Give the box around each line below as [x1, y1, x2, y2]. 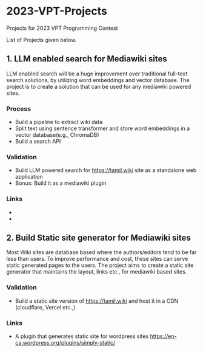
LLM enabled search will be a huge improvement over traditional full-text [6, 70, 188, 77]
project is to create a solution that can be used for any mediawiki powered [6, 83, 191, 90]
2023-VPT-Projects [6, 4, 107, 18]
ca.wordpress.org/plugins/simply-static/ [15, 339, 116, 347]
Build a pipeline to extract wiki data [15, 119, 103, 126]
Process [6, 105, 32, 113]
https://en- [150, 333, 177, 340]
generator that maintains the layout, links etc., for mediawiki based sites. [6, 268, 187, 275]
